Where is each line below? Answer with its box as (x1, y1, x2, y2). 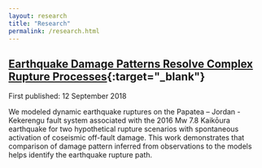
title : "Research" (8, 19, 71, 28)
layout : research (8, 11, 68, 20)
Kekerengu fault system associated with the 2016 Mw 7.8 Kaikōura (8, 115, 230, 126)
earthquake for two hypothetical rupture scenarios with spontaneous (8, 124, 239, 134)
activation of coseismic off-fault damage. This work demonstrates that (8, 133, 245, 143)
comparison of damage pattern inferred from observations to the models (8, 141, 252, 151)
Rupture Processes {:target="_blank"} (8, 70, 206, 84)
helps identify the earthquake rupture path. (8, 150, 153, 160)
